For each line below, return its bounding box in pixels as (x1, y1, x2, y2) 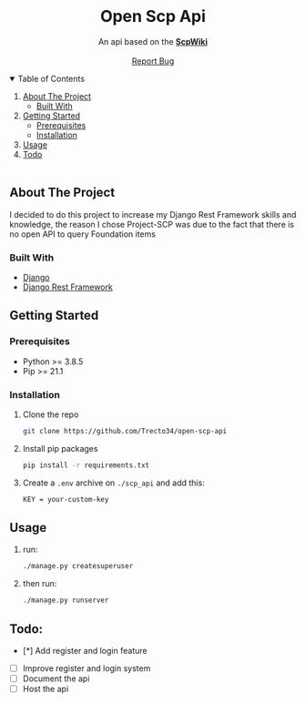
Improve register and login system (22, 663, 151, 674)
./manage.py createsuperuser (22, 562, 134, 571)
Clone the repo (22, 409, 79, 420)
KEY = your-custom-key (22, 494, 109, 504)
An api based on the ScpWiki (98, 36, 208, 46)
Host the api (22, 684, 69, 695)
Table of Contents (17, 73, 85, 84)
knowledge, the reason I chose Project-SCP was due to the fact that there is (9, 219, 295, 229)
